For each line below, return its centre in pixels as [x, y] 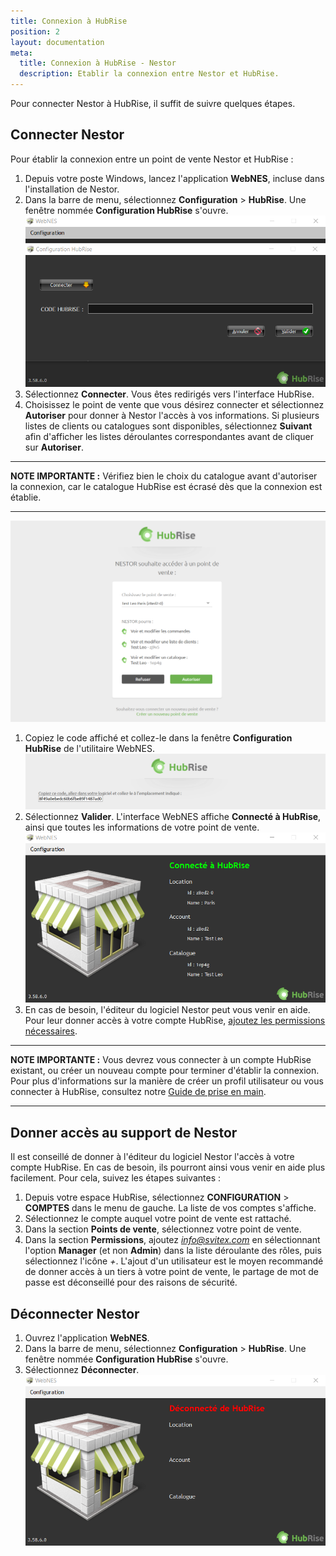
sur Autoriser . [54, 447]
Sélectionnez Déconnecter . [82, 1369]
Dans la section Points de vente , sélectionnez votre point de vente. [163, 1229]
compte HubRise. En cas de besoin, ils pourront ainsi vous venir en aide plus [168, 1167]
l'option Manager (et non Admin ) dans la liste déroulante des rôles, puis [173, 1251]
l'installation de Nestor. [72, 189]
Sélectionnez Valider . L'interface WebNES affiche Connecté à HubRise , [173, 816]
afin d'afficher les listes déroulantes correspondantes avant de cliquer [169, 436]
